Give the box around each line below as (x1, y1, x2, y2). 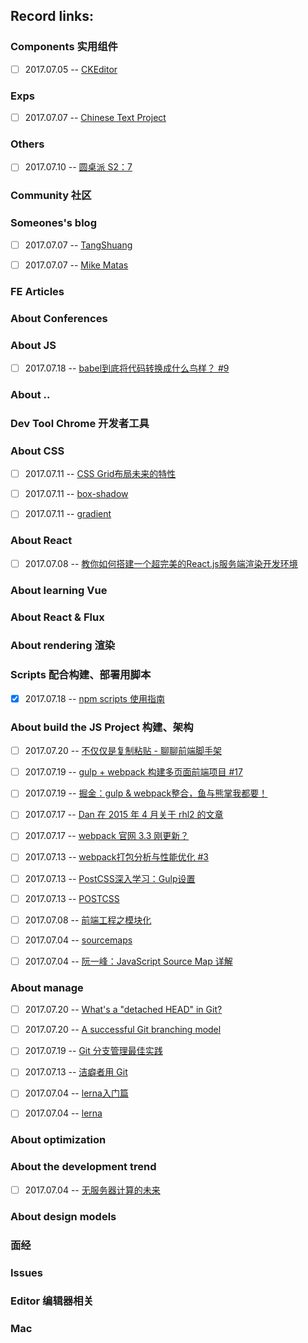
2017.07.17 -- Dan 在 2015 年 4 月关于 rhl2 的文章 (24, 809, 224, 821)
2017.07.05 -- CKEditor (24, 63, 118, 75)
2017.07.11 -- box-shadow (24, 488, 129, 500)
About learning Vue (10, 583, 108, 597)
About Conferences (10, 311, 108, 325)
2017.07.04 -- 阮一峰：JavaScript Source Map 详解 (24, 955, 233, 967)
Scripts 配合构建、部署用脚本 (10, 668, 152, 682)
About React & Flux (10, 610, 105, 624)
